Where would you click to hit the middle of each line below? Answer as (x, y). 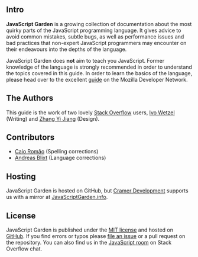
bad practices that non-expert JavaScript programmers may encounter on (96, 43)
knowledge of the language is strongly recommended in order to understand (99, 67)
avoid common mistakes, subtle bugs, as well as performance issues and (95, 36)
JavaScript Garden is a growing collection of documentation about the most (99, 24)
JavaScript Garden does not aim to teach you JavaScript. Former (85, 60)
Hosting (21, 176)
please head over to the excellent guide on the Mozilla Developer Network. (97, 79)
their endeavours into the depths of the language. (66, 49)
